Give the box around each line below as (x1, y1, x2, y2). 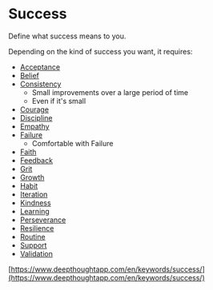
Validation (19, 248, 54, 258)
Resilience (19, 223, 54, 232)
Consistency (19, 79, 62, 89)
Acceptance (19, 62, 61, 72)
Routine (19, 232, 46, 241)
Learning (19, 206, 50, 216)
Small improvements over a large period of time (31, 87, 189, 97)
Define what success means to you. (8, 31, 127, 41)
